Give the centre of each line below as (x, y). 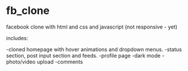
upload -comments (60, 62)
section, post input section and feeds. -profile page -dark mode (83, 55)
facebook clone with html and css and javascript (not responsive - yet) (92, 27)
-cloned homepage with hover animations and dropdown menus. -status (94, 49)
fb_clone (28, 11)
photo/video (21, 62)
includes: (17, 38)
